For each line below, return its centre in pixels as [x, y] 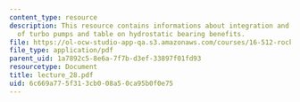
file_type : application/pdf [62, 51]
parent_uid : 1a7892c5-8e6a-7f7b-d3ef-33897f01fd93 [105, 59]
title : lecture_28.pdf [51, 75]
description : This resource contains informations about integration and [150, 26]
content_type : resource [54, 17]
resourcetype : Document [54, 67]
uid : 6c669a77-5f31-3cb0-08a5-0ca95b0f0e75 [92, 83]
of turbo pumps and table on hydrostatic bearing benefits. [131, 34]
